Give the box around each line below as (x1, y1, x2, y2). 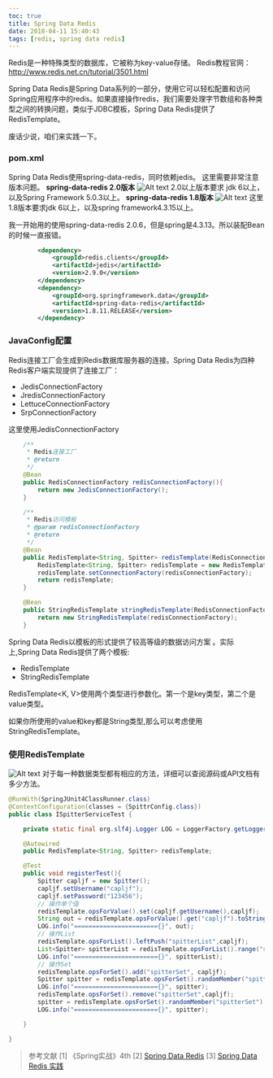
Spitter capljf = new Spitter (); (37, 877, 151, 885)
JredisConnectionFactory (19, 390, 106, 399)
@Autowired (23, 840, 60, 848)
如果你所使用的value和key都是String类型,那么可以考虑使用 (8, 716, 203, 726)
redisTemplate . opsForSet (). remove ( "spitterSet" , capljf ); (37, 990, 234, 999)
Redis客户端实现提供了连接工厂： (8, 365, 120, 375)
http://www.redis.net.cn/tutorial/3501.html (8, 67, 149, 77)
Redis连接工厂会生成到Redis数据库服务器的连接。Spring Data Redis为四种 (8, 355, 255, 364)
